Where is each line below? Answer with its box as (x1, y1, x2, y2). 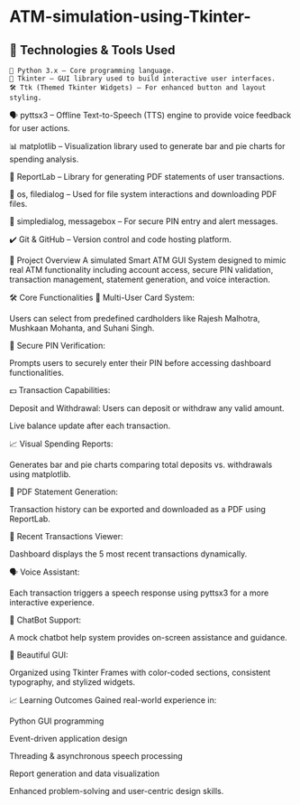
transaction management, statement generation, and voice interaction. (9, 274, 270, 285)
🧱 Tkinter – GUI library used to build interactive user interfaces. (9, 74, 277, 83)
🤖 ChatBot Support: (9, 614, 82, 625)
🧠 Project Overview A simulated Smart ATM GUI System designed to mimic (9, 255, 286, 266)
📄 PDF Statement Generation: (9, 486, 119, 497)
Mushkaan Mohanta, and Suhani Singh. (9, 323, 155, 333)
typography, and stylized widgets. (9, 677, 136, 688)
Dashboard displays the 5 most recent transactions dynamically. (9, 548, 248, 559)
